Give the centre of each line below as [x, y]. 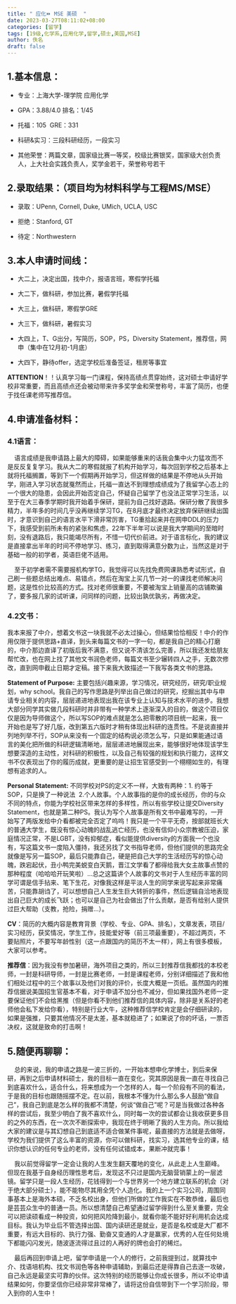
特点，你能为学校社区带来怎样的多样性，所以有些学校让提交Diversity [125, 803]
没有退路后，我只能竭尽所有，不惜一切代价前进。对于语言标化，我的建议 [124, 537]
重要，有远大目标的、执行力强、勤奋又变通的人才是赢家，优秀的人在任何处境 [118, 1234]
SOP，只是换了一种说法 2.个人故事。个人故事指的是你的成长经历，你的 [111, 795]
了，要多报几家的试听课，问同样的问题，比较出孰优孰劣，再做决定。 [106, 596]
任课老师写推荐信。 [47, 395]
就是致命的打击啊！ [59, 1027]
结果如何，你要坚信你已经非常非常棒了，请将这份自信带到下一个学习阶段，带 [118, 1284]
